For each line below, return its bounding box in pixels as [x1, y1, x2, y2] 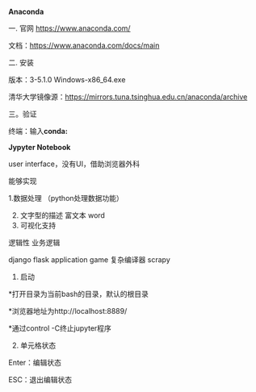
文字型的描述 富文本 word [19, 211, 105, 220]
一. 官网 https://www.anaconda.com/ [8, 23, 131, 33]
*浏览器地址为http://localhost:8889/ [8, 307, 128, 315]
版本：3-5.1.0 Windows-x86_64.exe [8, 75, 126, 84]
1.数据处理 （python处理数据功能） [8, 194, 124, 202]
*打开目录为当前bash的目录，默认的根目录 [8, 290, 149, 298]
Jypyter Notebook [8, 143, 71, 152]
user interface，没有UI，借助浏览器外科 [8, 159, 140, 169]
